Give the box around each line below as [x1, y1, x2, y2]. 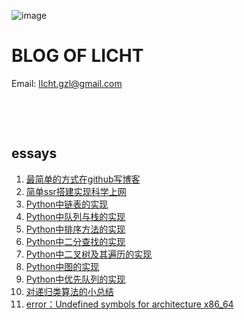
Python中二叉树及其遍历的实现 [25, 248, 153, 260]
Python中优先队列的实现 [25, 273, 126, 285]
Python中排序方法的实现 [25, 223, 126, 235]
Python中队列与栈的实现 [25, 210, 126, 222]
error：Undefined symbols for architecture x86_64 [25, 298, 234, 310]
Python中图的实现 [25, 260, 100, 272]
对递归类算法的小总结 [25, 285, 114, 297]
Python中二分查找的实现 [25, 235, 126, 247]
